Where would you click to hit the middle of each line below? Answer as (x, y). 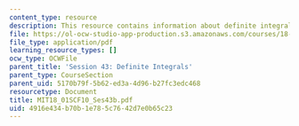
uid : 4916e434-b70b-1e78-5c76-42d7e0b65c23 (91, 108)
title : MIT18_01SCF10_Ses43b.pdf (71, 100)
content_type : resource (53, 17)
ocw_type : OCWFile (43, 59)
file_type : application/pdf (61, 42)
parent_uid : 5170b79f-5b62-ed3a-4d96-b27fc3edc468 (105, 83)
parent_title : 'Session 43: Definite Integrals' (101, 67)
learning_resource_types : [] (63, 51)
